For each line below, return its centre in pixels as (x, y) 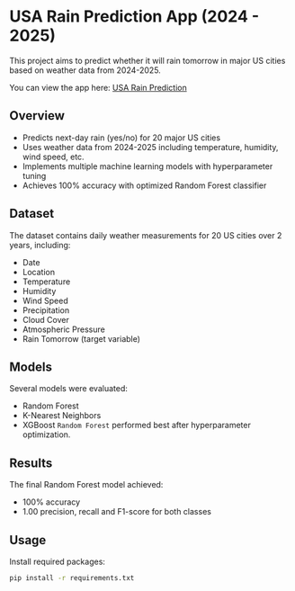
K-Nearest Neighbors (62, 416)
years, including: (40, 245)
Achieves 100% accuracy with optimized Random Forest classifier (144, 185)
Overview (37, 116)
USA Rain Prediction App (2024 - (134, 17)
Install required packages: (58, 561)
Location (39, 272)
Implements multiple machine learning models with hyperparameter (147, 166)
